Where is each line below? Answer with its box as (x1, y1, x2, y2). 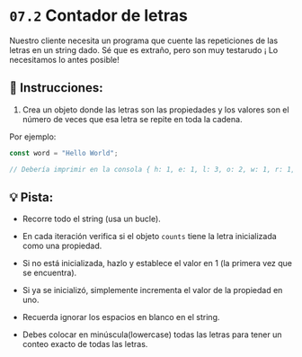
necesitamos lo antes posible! (9, 54, 120, 65)
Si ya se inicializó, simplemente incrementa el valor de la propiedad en (22, 285, 283, 296)
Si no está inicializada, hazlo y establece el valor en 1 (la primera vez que (22, 258, 293, 269)
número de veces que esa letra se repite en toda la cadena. (22, 113, 243, 124)
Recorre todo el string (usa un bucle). (22, 213, 162, 225)
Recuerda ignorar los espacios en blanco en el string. (22, 312, 220, 323)
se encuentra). (22, 267, 77, 279)
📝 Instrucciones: (9, 80, 103, 95)
